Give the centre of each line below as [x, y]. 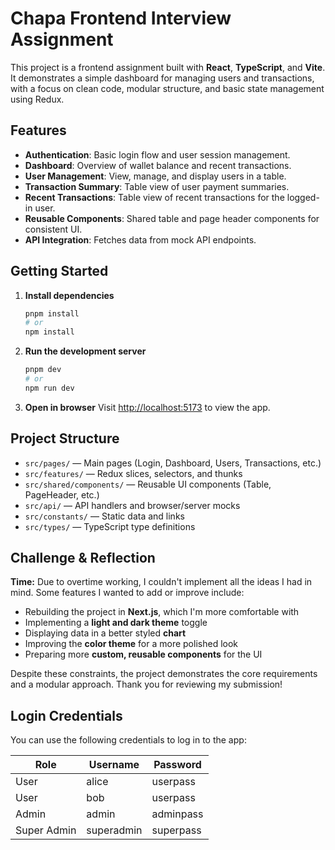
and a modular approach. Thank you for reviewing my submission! [146, 684]
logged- [303, 197]
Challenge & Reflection [83, 558]
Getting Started [59, 271]
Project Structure [65, 438]
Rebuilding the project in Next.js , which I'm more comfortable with [162, 612]
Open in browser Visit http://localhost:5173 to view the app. [147, 407]
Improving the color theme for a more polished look [131, 644]
